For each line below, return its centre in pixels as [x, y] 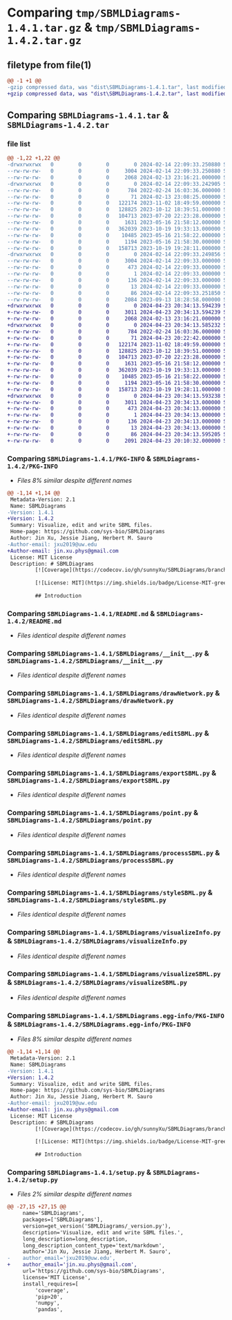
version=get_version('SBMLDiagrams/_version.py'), [97, 1226]
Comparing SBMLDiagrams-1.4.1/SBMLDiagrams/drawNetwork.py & [114, 694]
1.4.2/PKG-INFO [33, 466]
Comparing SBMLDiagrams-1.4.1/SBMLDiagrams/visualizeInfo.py [114, 932]
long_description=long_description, [75, 1239]
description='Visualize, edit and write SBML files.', [103, 1232]
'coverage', [52, 1290]
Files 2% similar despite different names [75, 1194]
